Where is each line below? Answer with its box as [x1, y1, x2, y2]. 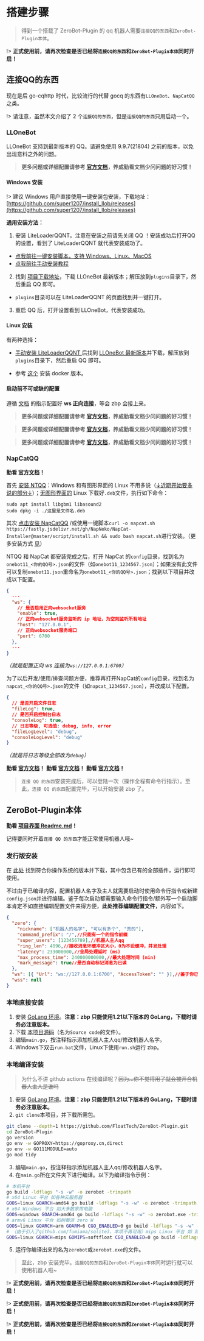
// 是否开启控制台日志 [12, 712, 61, 718]
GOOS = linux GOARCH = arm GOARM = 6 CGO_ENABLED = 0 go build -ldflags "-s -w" [6, 1223, 194, 1229]
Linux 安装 [6, 321, 33, 329]
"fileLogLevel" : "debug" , [12, 729, 78, 735]
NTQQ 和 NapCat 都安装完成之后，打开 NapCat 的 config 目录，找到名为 [6, 553, 185, 560]
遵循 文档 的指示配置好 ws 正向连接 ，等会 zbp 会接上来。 [6, 400, 149, 407]
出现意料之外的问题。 [6, 150, 59, 158]
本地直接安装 [6, 998, 44, 1007]
